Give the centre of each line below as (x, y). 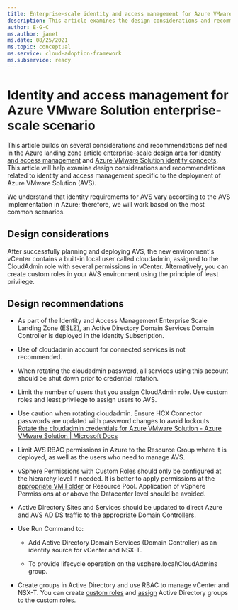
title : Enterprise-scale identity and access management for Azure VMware (120, 14)
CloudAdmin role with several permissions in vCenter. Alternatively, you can (118, 266)
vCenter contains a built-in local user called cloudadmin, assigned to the (113, 258)
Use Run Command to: (50, 529)
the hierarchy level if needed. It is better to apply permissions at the (116, 479)
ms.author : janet (33, 34)
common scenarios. (36, 212)
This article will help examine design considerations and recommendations (116, 168)
